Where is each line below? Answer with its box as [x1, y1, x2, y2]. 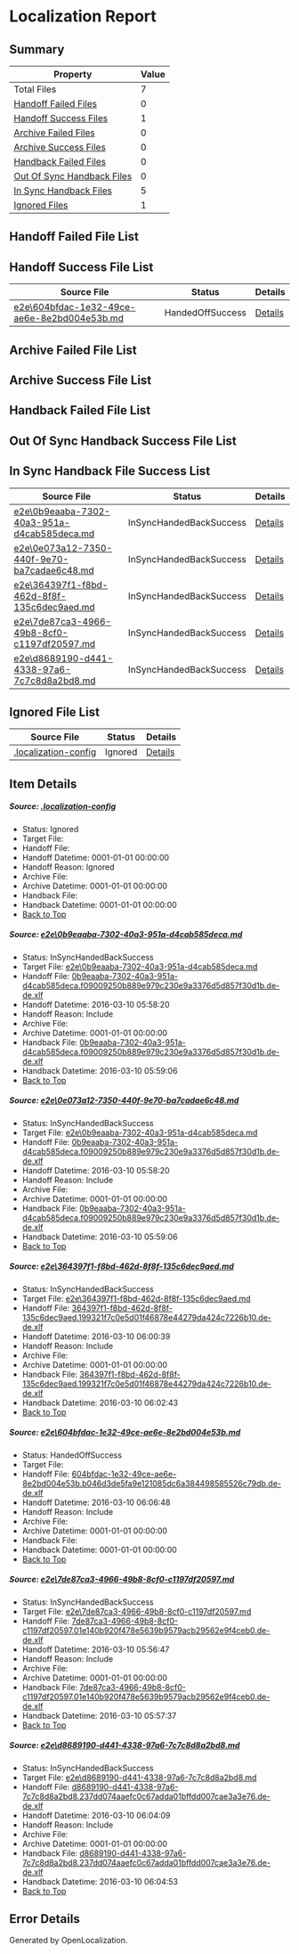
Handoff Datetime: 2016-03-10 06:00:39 [21, 1330, 171, 1342]
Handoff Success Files [13, 112, 109, 124]
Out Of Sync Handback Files [13, 170, 133, 182]
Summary [9, 42, 65, 57]
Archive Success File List [9, 372, 152, 388]
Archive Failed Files [13, 127, 95, 139]
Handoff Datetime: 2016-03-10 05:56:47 [21, 1644, 170, 1655]
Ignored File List [9, 704, 101, 719]
